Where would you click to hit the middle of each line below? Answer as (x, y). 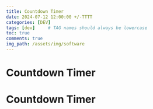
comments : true (25, 38)
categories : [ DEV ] (28, 22)
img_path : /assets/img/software (45, 44)
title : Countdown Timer (35, 11)
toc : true (18, 33)
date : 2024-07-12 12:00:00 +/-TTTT (49, 17)
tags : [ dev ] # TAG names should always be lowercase (77, 28)
